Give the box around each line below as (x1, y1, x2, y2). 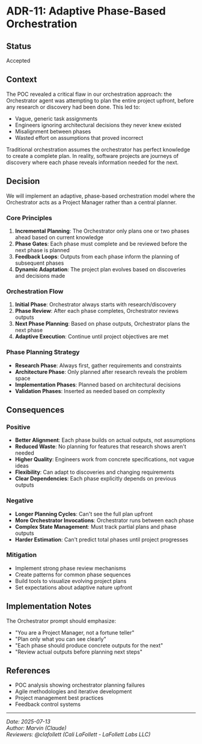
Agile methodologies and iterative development (14, 688, 132, 695)
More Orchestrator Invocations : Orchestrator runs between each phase (14, 517, 194, 524)
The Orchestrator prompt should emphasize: (6, 617, 116, 625)
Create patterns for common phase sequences (14, 571, 131, 578)
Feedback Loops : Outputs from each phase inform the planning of (14, 253, 180, 260)
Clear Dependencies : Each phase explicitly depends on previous (14, 475, 176, 482)
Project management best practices (14, 695, 104, 702)
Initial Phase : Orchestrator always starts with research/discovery (14, 301, 176, 308)
